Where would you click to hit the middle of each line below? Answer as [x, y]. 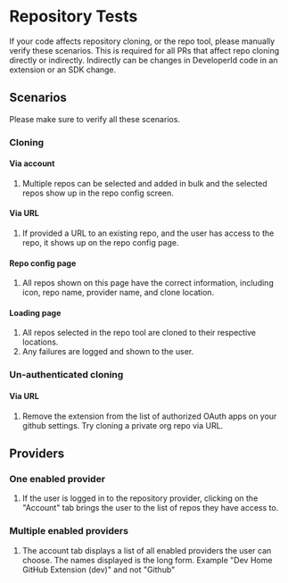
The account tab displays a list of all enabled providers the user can [147, 550]
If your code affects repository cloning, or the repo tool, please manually [142, 41]
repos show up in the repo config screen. [98, 193]
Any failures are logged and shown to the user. [108, 352]
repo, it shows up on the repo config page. [101, 243]
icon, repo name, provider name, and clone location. [118, 293]
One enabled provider [57, 479]
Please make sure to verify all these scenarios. [95, 119]
